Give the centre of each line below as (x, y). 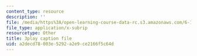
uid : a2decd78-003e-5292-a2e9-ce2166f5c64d (60, 44)
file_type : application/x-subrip (47, 28)
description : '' (26, 17)
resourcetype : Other (31, 33)
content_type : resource (35, 11)
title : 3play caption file (39, 38)
